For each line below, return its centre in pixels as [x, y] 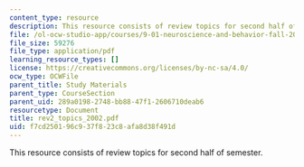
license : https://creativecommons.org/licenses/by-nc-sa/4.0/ [129, 69]
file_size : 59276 [42, 43]
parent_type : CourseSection [62, 93]
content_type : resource [54, 18]
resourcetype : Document [54, 110]
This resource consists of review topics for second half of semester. [136, 153]
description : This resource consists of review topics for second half [147, 26]
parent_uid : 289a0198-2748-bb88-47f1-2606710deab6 [107, 102]
